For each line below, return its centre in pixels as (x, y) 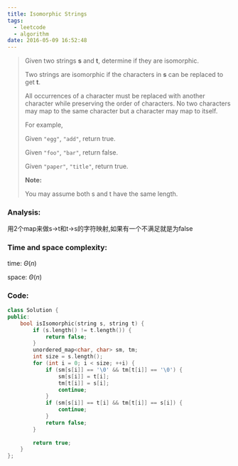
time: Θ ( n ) (22, 263)
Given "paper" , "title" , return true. (76, 166)
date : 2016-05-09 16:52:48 (47, 41)
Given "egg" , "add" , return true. (70, 139)
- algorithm (32, 34)
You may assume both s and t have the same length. (101, 194)
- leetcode (30, 27)
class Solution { (33, 311)
